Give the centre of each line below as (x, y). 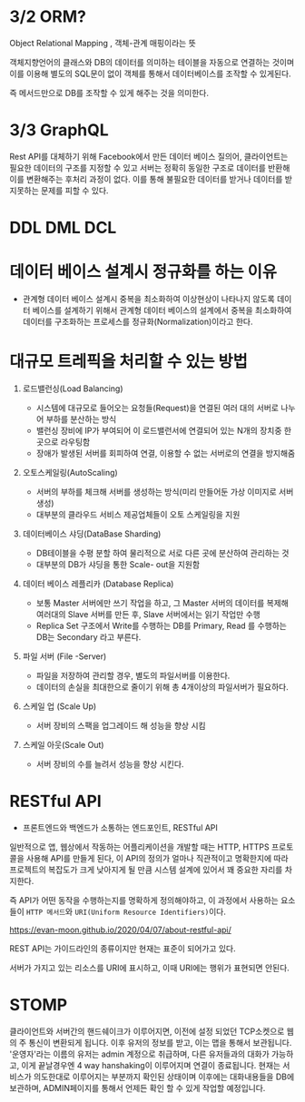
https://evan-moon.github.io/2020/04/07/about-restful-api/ (120, 930)
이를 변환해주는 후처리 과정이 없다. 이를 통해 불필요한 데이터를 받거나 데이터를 (146, 179)
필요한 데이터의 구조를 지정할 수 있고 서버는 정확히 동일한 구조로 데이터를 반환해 (150, 167)
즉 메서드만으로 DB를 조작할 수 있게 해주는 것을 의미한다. (109, 93)
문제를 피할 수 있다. (74, 190)
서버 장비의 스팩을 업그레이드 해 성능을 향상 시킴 (121, 725)
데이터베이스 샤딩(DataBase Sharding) (92, 534)
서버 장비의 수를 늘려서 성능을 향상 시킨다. (110, 763)
